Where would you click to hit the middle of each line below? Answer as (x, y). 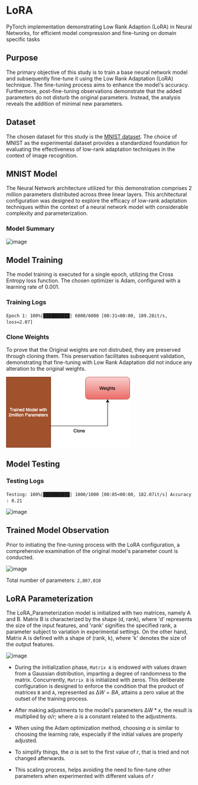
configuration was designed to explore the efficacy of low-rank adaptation (97, 201)
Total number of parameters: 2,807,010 (54, 580)
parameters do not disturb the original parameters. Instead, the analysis (93, 97)
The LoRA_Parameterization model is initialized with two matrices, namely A (98, 613)
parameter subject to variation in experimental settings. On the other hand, (97, 632)
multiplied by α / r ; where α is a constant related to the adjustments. (96, 716)
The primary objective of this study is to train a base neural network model (97, 72)
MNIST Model (32, 174)
